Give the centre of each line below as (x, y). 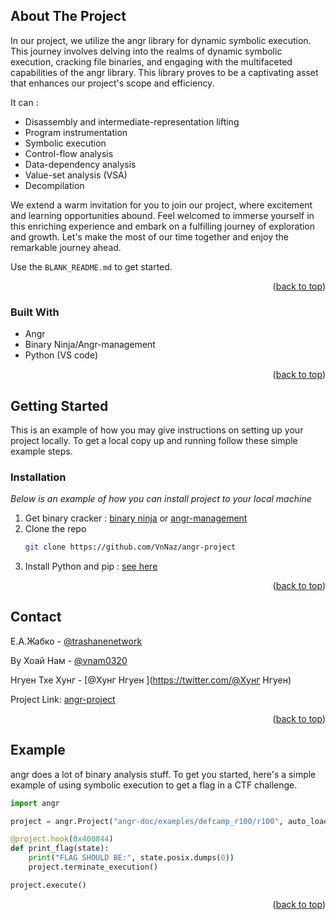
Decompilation (54, 185)
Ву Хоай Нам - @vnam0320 (69, 660)
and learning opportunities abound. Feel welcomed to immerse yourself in (162, 215)
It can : (24, 102)
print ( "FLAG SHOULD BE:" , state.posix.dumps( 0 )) (131, 858)
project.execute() (48, 885)
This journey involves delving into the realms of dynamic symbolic (146, 51)
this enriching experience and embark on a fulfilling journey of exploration (163, 226)
